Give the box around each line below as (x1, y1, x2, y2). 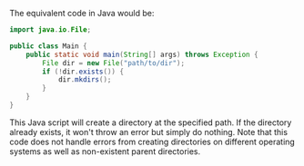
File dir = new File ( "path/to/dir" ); (42, 58, 185, 67)
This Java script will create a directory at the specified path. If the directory (9, 117, 292, 128)
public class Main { (9, 41, 88, 51)
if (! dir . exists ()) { (42, 67, 125, 76)
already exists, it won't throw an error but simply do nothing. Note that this (9, 126, 289, 137)
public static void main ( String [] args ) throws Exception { (25, 50, 258, 59)
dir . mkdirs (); (57, 75, 112, 84)
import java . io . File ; (9, 25, 92, 34)
